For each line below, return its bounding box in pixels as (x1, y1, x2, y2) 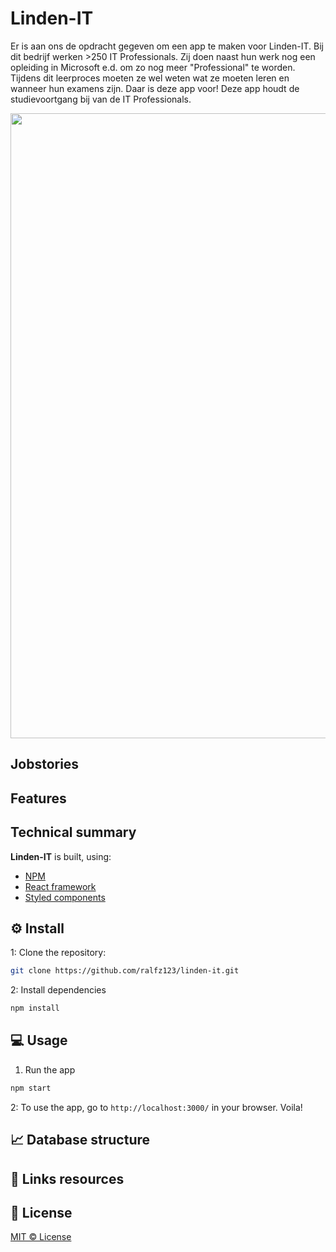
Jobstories (10, 756, 80, 773)
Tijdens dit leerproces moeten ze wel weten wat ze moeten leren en (10, 72, 290, 84)
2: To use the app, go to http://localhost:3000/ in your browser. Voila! (10, 1101, 303, 1113)
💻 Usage (10, 1032, 68, 1049)
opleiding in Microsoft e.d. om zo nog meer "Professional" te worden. (10, 61, 296, 73)
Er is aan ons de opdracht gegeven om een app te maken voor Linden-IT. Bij (10, 40, 324, 52)
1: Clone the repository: (10, 947, 107, 959)
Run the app (24, 1063, 76, 1076)
